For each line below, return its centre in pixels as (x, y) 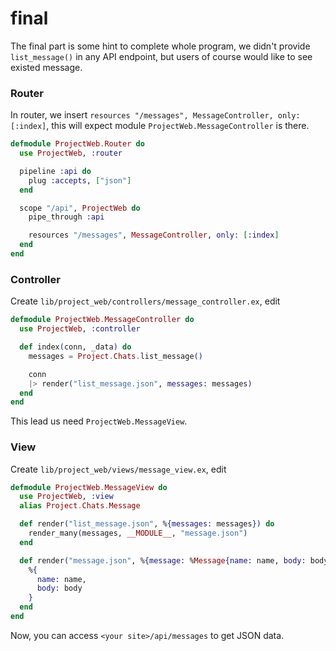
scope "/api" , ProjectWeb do (80, 208)
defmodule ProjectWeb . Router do (77, 144)
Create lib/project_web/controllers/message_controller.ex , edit (145, 301)
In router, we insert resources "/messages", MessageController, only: (155, 115)
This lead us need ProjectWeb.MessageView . (99, 421)
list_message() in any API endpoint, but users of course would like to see (161, 56)
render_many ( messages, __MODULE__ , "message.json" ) (138, 533)
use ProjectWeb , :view (66, 497)
